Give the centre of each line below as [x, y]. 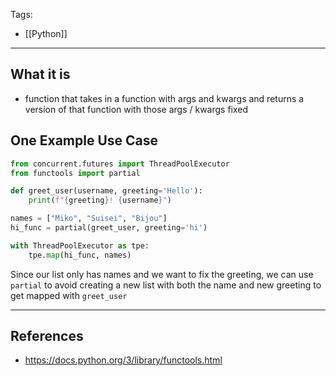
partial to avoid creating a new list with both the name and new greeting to [166, 285]
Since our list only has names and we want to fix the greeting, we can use [162, 274]
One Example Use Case [84, 140]
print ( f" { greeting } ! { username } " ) [100, 200]
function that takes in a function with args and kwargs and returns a [164, 98]
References [47, 336]
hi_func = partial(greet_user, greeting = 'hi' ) [109, 228]
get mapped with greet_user [69, 295]
